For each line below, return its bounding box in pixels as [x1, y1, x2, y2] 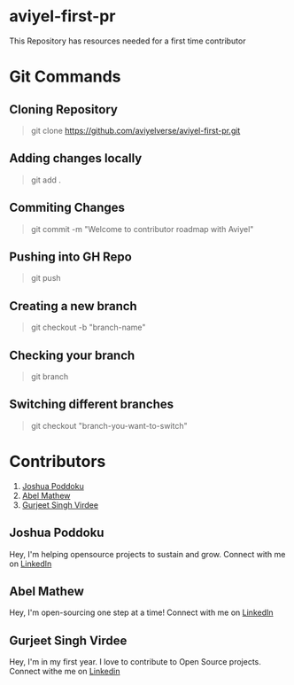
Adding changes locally [9, 151, 143, 166]
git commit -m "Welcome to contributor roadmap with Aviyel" [30, 223, 254, 234]
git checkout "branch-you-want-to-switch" [30, 420, 188, 431]
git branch [30, 371, 69, 382]
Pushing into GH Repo [9, 249, 133, 264]
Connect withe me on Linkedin [9, 666, 120, 677]
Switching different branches [9, 397, 174, 412]
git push [30, 273, 61, 284]
